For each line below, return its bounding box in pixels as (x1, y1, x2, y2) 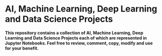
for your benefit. (5, 45, 39, 51)
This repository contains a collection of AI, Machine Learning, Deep (5, 30, 144, 36)
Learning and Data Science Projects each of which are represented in (5, 35, 147, 41)
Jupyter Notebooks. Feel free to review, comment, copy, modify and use (5, 40, 153, 46)
